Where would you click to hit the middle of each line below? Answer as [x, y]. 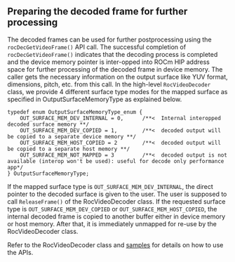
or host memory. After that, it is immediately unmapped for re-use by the [112, 223]
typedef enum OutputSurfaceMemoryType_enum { [75, 112]
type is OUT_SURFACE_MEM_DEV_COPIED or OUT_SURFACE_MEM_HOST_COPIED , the [112, 209]
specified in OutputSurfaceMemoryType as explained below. [95, 99]
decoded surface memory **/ [48, 124]
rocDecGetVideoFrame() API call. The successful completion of [97, 47]
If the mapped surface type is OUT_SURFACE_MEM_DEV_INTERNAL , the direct [110, 186]
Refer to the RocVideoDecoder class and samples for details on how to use [115, 244]
